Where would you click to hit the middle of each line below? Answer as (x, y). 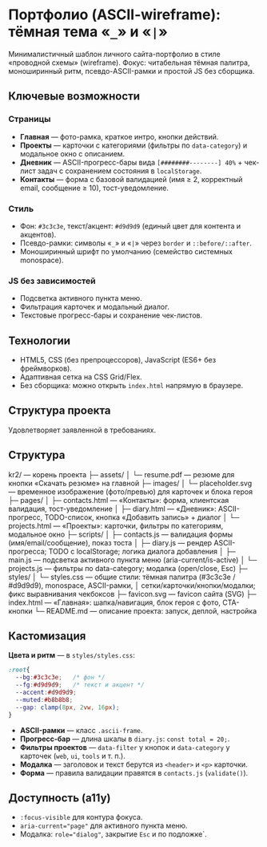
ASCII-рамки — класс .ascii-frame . (81, 730)
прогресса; (28, 551)
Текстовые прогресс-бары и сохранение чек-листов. (111, 315)
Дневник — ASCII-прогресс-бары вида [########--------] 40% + (131, 162)
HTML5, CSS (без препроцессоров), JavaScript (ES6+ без (118, 360)
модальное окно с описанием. (72, 153)
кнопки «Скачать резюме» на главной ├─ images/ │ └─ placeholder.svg (130, 483)
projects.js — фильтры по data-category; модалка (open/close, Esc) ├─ (128, 568)
